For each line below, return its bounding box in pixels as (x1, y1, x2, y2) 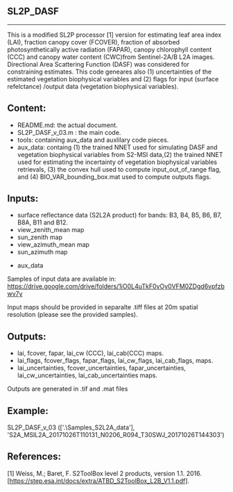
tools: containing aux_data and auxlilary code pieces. (17, 136, 169, 144)
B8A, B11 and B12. (17, 218, 68, 227)
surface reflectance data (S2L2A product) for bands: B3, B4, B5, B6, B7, (17, 211, 222, 220)
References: (7, 451, 61, 463)
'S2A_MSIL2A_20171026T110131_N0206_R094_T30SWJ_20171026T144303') (7, 431, 225, 439)
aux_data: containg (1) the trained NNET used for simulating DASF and (17, 142, 218, 151)
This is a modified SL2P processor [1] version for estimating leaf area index (7, 31, 222, 39)
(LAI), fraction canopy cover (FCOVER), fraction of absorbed (7, 38, 180, 46)
